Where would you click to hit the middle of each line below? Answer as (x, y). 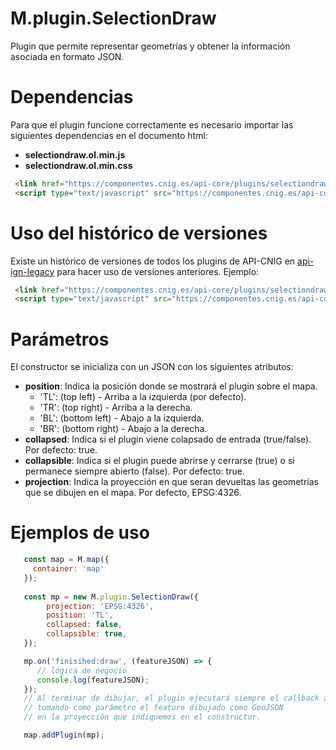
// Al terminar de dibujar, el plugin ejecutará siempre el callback (171, 698)
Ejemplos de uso (80, 533)
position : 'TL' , (80, 615)
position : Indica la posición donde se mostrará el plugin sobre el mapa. (171, 386)
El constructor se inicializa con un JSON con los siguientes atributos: (152, 367)
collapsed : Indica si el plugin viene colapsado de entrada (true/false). (168, 439)
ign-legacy (32, 271)
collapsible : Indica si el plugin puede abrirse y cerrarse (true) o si (159, 461)
